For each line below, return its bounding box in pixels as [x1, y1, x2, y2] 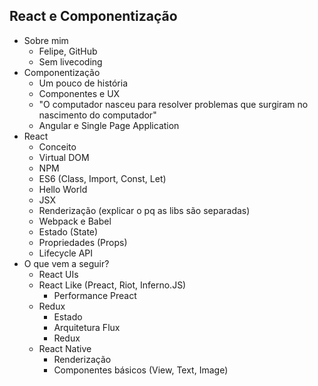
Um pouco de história [38, 77, 129, 89]
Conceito [38, 140, 77, 153]
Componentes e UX [38, 87, 121, 99]
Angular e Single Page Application [38, 119, 180, 131]
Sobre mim [23, 34, 69, 46]
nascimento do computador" [38, 109, 157, 121]
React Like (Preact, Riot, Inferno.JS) [38, 279, 187, 291]
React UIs [38, 268, 79, 280]
